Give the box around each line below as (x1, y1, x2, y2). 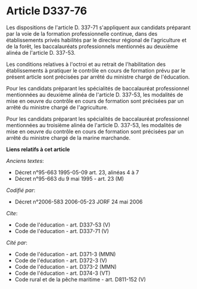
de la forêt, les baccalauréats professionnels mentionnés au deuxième (6, 43, 179, 50)
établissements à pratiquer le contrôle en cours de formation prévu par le (6, 67, 186, 74)
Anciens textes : (6, 157, 45, 164)
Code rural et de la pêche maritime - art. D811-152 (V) (14, 275, 146, 283)
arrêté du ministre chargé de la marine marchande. (6, 134, 131, 141)
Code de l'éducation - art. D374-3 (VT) (14, 269, 111, 277)
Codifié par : (6, 186, 36, 194)
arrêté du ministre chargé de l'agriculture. (6, 103, 108, 111)
